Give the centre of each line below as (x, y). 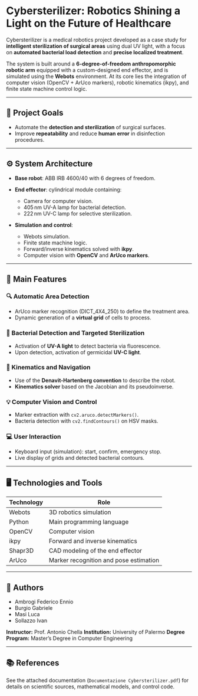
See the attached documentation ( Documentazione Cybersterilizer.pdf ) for (98, 680)
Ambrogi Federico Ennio (44, 602)
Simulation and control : (44, 225)
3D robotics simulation (80, 512)
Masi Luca (27, 615)
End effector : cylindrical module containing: (68, 189)
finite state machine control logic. (47, 89)
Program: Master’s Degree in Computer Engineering (70, 638)
